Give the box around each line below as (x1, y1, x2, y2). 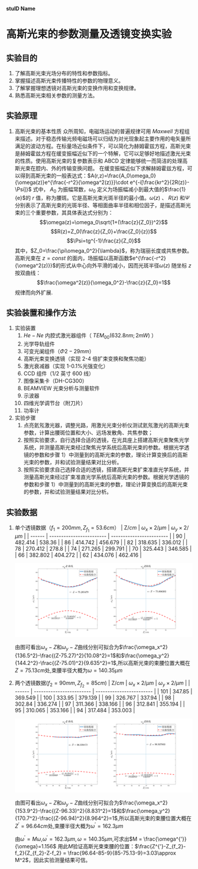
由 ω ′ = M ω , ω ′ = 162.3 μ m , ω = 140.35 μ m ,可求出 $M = (14, 834, 142, 842)
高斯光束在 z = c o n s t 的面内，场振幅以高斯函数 (14, 254, 129, 261)
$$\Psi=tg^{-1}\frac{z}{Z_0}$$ (66, 237, 141, 244)
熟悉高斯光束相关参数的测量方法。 (14, 92, 98, 99)
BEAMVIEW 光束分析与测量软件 (23, 385, 100, 392)
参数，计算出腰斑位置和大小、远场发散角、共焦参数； (23, 429, 154, 437)
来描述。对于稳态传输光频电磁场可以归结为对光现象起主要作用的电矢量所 (14, 135, 191, 142)
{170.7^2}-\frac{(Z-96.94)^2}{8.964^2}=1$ (14, 815, 118, 822)
